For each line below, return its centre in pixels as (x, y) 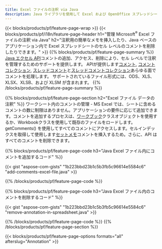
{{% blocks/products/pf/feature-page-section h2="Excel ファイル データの (80, 98)
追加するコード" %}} (42, 157)
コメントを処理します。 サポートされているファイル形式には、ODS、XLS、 (80, 76)
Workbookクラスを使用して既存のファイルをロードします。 (77, 123)
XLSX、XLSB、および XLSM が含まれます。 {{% (53, 83)
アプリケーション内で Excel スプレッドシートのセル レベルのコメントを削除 (80, 46)
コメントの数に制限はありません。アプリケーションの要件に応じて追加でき (79, 110)
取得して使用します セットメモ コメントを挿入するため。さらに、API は (88, 135)
